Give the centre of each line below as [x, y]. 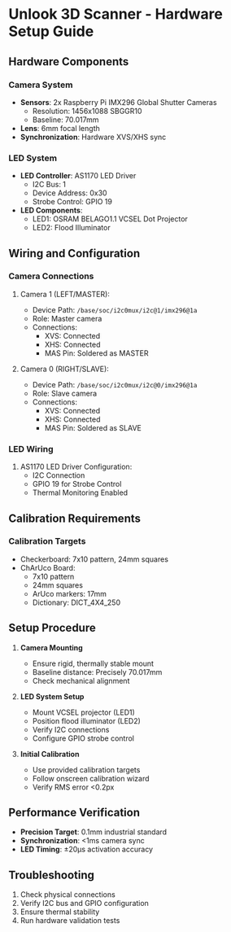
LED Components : [51, 210]
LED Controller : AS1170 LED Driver [78, 176]
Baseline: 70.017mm [65, 120]
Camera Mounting [51, 647]
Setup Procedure [52, 628]
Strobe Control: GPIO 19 [72, 202]
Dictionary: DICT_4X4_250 [76, 602]
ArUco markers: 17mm [70, 593]
